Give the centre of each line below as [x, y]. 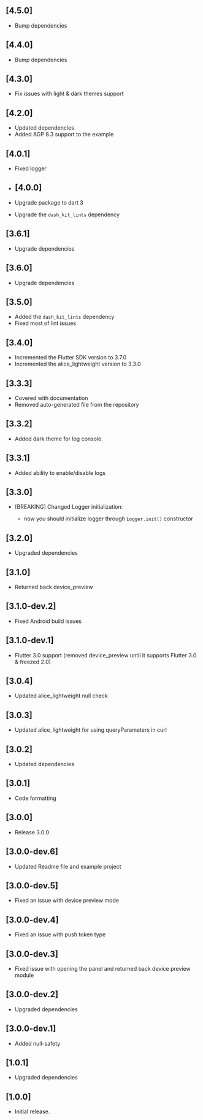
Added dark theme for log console [58, 439]
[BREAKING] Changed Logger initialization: [69, 507]
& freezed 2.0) [33, 662]
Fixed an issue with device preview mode [67, 901]
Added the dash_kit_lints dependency [64, 317]
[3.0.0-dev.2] [32, 994]
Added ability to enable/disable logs [60, 472]
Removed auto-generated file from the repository [77, 404]
